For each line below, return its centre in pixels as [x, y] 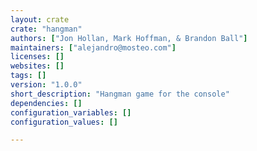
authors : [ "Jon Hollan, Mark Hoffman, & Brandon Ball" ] [129, 38]
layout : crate [40, 19]
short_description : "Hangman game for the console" [120, 94]
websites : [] [37, 66]
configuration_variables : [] [71, 112]
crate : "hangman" [46, 29]
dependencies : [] [46, 103]
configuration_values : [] [64, 122]
